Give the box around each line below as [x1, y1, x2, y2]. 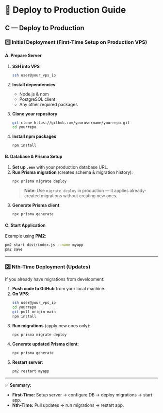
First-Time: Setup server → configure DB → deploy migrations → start [12, 392, 153, 397]
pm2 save [5, 247, 23, 252]
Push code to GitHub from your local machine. [12, 286, 106, 292]
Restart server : [12, 359, 44, 365]
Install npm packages [12, 133, 57, 139]
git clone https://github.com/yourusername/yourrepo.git [12, 120, 130, 125]
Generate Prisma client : [12, 202, 61, 208]
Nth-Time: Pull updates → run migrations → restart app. [12, 402, 124, 408]
